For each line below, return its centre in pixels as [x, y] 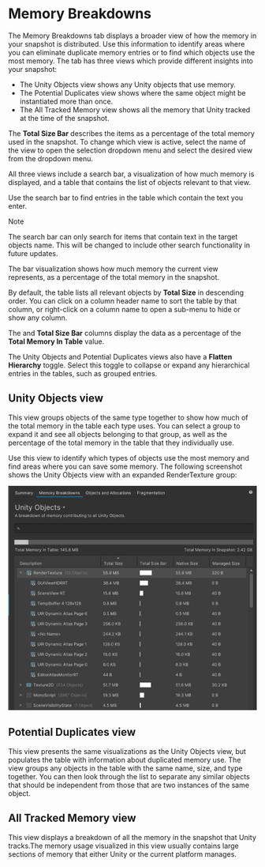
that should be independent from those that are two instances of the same [129, 785]
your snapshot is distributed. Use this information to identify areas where [127, 43]
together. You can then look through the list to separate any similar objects [129, 776]
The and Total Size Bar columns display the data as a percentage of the [125, 333]
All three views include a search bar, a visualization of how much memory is [131, 174]
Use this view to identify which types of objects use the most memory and [129, 458]
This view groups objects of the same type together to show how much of [128, 417]
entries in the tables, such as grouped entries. [83, 373]
